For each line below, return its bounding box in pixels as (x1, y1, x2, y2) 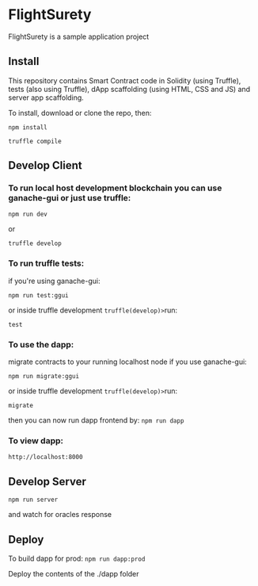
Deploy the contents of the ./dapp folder (8, 569, 140, 578)
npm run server (8, 496, 59, 504)
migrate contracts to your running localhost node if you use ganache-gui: (8, 357, 247, 366)
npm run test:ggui (8, 291, 69, 299)
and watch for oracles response (8, 510, 112, 519)
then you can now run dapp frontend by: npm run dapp (8, 416, 184, 425)
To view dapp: (8, 435, 63, 446)
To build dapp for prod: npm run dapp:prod (8, 553, 146, 563)
